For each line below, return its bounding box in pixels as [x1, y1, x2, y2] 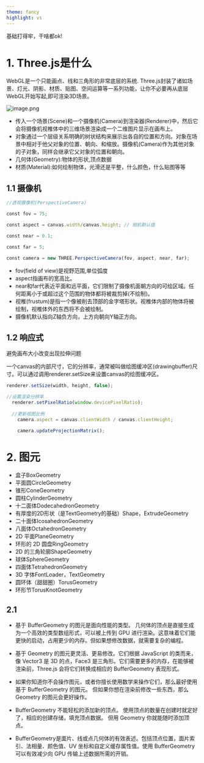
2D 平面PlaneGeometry [15, 533, 75, 540]
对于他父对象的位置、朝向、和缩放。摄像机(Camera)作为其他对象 [31, 140, 194, 148]
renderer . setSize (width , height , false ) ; [6, 383, 114, 389]
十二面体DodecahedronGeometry [15, 502, 100, 509]
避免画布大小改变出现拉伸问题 [6, 350, 81, 357]
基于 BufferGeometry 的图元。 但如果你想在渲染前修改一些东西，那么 [15, 686, 189, 693]
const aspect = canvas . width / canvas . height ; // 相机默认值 [6, 222, 155, 228]
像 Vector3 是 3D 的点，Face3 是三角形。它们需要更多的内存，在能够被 [15, 658, 194, 665]
